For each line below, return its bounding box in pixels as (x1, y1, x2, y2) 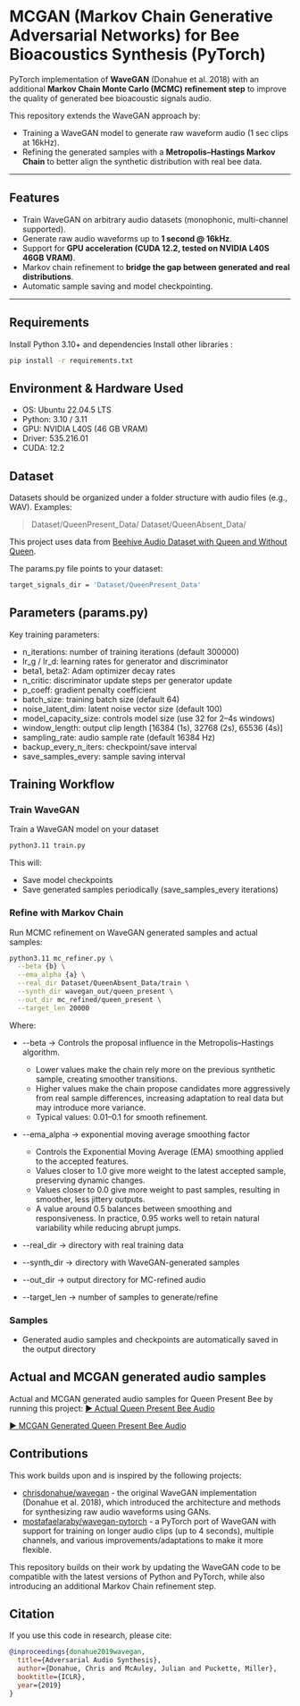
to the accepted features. (35, 1156, 129, 1167)
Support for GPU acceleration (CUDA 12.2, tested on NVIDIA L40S (21, 242, 270, 253)
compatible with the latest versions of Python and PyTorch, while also (9, 1571, 265, 1582)
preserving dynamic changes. (35, 1175, 146, 1185)
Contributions (9, 1447, 88, 1462)
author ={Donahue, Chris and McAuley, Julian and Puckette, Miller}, (17, 1664, 278, 1674)
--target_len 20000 (17, 1004, 90, 1013)
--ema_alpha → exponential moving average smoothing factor (21, 1129, 250, 1140)
